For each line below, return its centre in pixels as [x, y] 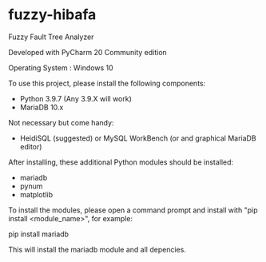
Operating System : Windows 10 [61, 67]
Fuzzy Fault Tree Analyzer [51, 37]
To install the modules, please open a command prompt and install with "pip [133, 210]
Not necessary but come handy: [61, 122]
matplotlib [36, 194]
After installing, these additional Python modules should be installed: [121, 162]
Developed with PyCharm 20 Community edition [88, 52]
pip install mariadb [39, 234]
